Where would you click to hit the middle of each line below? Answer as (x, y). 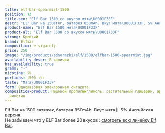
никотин (17, 96)
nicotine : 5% (18, 73)
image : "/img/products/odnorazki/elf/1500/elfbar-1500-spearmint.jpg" (79, 55)
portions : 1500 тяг (25, 78)
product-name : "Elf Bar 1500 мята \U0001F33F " (52, 28)
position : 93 (18, 14)
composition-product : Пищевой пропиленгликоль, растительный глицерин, (80, 91)
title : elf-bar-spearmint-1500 (37, 10)
